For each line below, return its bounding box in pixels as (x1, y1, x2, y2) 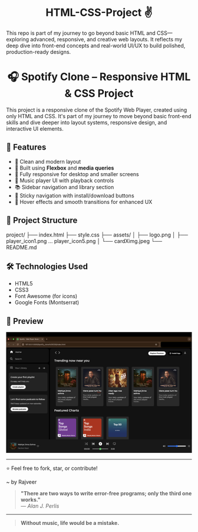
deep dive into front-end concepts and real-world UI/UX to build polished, (6, 42, 186, 49)
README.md (6, 244, 37, 251)
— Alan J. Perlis (20, 502, 60, 510)
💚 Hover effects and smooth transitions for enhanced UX (14, 198, 153, 205)
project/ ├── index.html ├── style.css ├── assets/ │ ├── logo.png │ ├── (6, 231, 189, 238)
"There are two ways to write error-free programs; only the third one (20, 490, 192, 497)
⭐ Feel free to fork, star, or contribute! (6, 465, 98, 472)
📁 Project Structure (6, 215, 78, 226)
